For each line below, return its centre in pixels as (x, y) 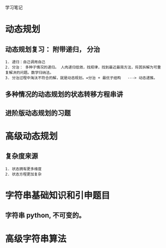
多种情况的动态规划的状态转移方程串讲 (64, 95)
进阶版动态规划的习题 (38, 113)
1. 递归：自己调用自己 (25, 62)
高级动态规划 (32, 136)
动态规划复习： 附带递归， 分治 (53, 49)
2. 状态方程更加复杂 (23, 174)
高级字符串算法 (36, 239)
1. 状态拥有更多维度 (23, 169)
